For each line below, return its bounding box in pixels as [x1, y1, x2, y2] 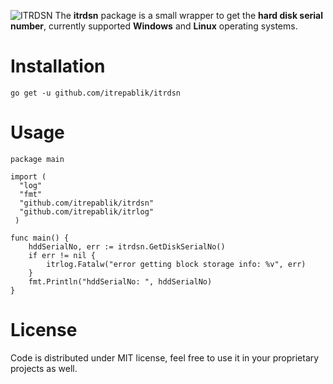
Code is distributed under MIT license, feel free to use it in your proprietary [10, 351, 320, 364]
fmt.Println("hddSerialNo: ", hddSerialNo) [28, 276, 213, 287]
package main [10, 154, 65, 164]
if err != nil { [28, 250, 97, 260]
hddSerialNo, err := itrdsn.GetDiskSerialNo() [28, 241, 226, 252]
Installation [10, 55, 106, 78]
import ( [10, 171, 47, 182]
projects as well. [10, 362, 78, 374]
